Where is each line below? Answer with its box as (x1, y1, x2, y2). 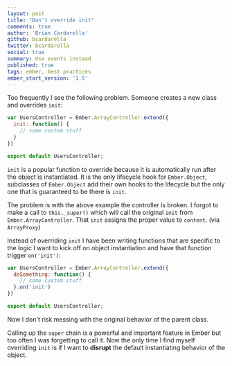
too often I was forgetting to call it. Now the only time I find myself (7, 335, 195, 344)
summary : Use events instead (7, 55, 91, 62)
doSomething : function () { (13, 271, 91, 278)
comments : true (7, 23, 51, 30)
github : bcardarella (7, 36, 67, 43)
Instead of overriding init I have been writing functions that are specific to (7, 236, 220, 245)
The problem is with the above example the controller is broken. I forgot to (7, 200, 219, 209)
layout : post (7, 10, 45, 17)
